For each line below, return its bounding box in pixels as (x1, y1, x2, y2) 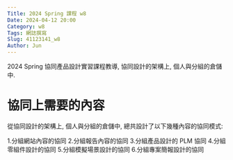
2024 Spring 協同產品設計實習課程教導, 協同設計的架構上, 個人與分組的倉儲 (7, 62, 223, 70)
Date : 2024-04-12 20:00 (7, 17, 77, 24)
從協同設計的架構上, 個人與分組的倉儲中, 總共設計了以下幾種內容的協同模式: (7, 122, 223, 130)
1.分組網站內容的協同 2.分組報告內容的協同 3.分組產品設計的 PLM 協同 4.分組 (7, 136, 226, 145)
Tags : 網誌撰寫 (7, 29, 47, 37)
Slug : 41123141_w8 (7, 36, 61, 43)
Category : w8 (7, 23, 45, 30)
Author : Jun (7, 42, 42, 49)
